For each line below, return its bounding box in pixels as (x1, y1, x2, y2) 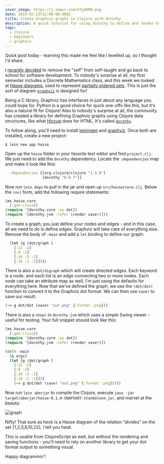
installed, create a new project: (5, 132, 67, 138)
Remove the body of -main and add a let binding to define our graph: (5, 232, 144, 237)
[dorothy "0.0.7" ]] (42, 175, 82, 180)
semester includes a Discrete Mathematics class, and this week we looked (5, 77, 155, 83)
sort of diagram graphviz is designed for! (5, 87, 87, 93)
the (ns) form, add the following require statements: (5, 189, 110, 195)
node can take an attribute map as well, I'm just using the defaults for (5, 278, 144, 284)
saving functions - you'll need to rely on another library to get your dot (5, 439, 146, 444)
